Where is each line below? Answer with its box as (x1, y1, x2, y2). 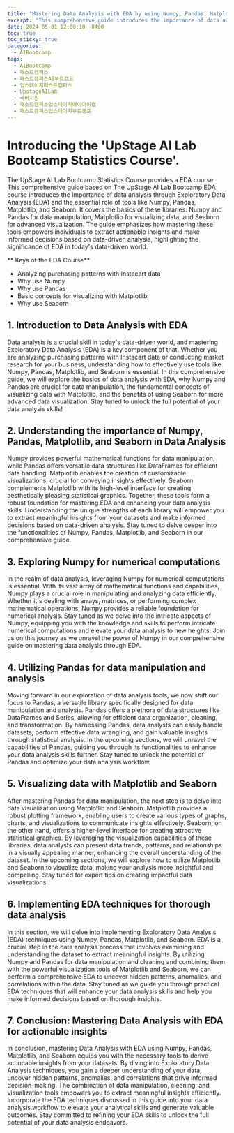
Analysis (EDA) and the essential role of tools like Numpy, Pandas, (7, 198, 196, 206)
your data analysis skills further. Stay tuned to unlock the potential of (7, 750, 204, 758)
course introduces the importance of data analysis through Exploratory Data (7, 190, 226, 199)
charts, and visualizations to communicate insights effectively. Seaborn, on (7, 818, 223, 827)
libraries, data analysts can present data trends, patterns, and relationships (7, 841, 222, 849)
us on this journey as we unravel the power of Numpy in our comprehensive (7, 634, 225, 642)
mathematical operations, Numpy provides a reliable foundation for (7, 605, 199, 613)
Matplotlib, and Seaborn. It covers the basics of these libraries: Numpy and (7, 205, 223, 214)
